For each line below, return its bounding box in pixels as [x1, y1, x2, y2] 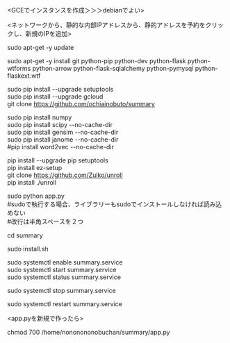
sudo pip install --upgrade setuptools [7, 85, 114, 93]
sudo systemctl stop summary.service [7, 287, 117, 294]
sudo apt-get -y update [7, 44, 74, 51]
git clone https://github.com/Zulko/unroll [7, 171, 123, 179]
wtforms [7, 65, 31, 72]
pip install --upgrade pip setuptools [7, 156, 109, 165]
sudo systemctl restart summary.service [7, 300, 123, 308]
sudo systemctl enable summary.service [7, 258, 123, 266]
